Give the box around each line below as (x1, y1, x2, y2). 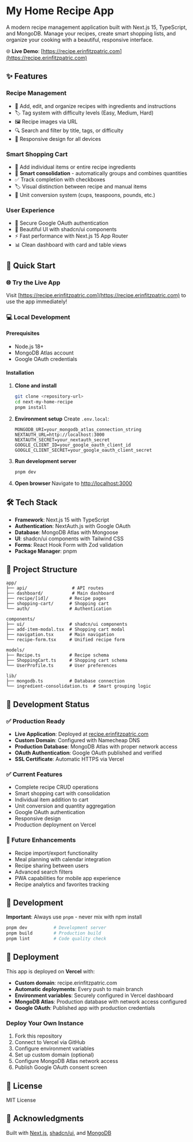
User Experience (6, 206, 55, 214)
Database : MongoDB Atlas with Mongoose (14, 529, 119, 536)
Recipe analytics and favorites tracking (14, 881, 109, 888)
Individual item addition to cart (14, 796, 89, 803)
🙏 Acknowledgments (6, 1114, 84, 1124)
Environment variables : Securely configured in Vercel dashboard (14, 992, 174, 999)
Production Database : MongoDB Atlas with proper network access (14, 743, 178, 750)
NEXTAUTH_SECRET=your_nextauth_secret (14, 437, 110, 443)
